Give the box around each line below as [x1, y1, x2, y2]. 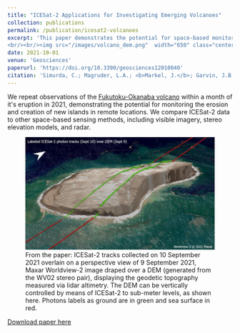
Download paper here [7, 318, 71, 327]
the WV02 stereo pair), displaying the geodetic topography [25, 274, 199, 282]
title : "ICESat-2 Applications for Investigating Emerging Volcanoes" [7, 11, 222, 19]
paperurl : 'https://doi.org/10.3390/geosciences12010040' [7, 64, 184, 71]
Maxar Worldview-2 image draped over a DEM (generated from [25, 266, 211, 274]
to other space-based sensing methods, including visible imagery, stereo [7, 115, 223, 124]
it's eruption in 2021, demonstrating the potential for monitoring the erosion [7, 100, 229, 109]
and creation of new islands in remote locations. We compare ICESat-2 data [7, 107, 230, 116]
